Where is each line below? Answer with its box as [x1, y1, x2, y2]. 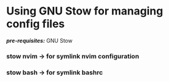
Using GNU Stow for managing [6, 4, 164, 18]
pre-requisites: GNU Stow [6, 37, 73, 44]
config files [6, 17, 65, 31]
